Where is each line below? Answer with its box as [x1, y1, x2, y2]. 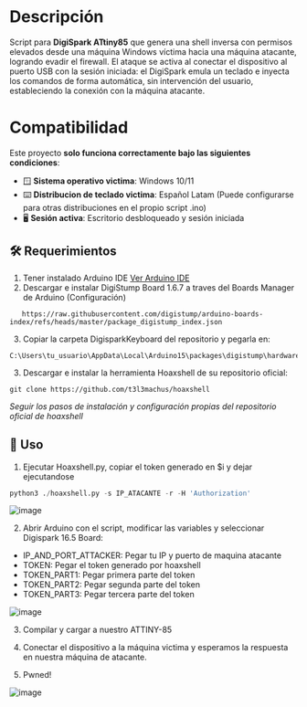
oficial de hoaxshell [9, 410, 84, 421]
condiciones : [9, 157, 60, 168]
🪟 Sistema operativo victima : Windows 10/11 [22, 175, 195, 186]
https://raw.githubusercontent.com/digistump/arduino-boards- [21, 309, 263, 319]
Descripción [9, 6, 104, 27]
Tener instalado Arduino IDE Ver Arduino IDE [22, 272, 190, 283]
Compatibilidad [9, 117, 129, 138]
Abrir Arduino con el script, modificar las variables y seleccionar [22, 522, 265, 533]
